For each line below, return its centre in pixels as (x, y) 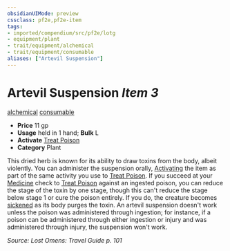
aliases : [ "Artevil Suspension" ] (55, 59)
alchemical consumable (41, 112)
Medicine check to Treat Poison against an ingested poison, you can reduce (115, 183)
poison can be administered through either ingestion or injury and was (107, 219)
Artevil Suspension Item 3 (83, 92)
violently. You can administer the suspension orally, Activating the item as (112, 168)
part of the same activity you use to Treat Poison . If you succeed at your (110, 175)
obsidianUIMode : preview (43, 13)
